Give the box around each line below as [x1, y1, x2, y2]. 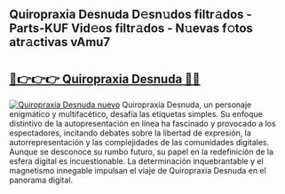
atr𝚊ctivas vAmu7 [9, 35, 111, 50]
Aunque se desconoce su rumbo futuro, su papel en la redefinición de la [9, 146, 273, 157]
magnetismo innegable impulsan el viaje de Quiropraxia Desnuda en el [9, 166, 266, 175]
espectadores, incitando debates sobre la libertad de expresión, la [9, 128, 251, 138]
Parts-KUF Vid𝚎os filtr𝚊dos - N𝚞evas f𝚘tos [9, 21, 253, 36]
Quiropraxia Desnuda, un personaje [122, 99, 252, 110]
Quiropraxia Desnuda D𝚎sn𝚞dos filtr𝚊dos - [9, 7, 253, 22]
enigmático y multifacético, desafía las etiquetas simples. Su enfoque [9, 109, 264, 119]
